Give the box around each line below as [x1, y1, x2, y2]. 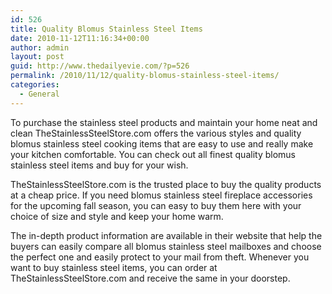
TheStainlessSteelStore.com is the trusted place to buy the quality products [10, 178, 322, 190]
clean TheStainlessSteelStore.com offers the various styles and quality [10, 127, 302, 139]
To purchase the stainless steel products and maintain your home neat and [10, 116, 318, 128]
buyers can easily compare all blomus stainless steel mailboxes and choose [10, 240, 322, 252]
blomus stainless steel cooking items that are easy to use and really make [10, 137, 314, 150]
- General [19, 89, 60, 99]
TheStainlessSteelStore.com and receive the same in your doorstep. [10, 272, 291, 284]
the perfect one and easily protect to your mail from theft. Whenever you [10, 251, 310, 263]
